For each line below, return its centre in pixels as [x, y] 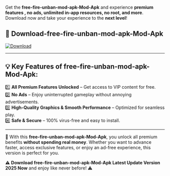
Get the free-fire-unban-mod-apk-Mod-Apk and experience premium [79, 7]
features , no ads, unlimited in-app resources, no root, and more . [74, 13]
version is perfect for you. [32, 153]
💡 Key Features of [34, 67]
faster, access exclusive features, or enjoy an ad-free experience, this [78, 147]
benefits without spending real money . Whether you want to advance [78, 142]
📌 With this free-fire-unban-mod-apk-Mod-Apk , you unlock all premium [81, 137]
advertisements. [22, 102]
